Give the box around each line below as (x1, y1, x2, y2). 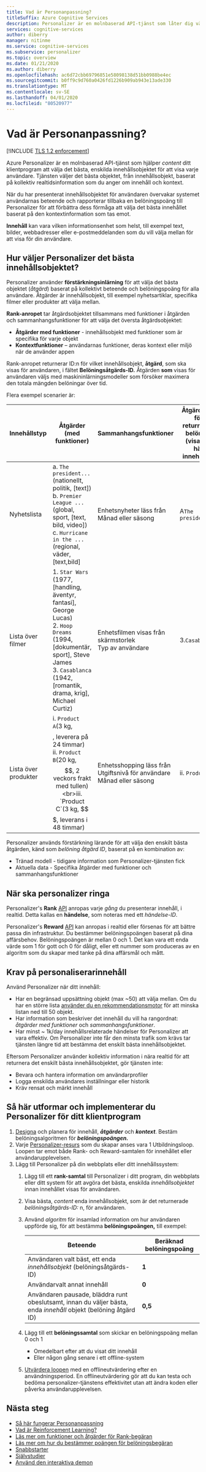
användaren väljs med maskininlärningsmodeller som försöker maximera (6, 373, 189, 381)
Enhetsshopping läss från (97, 761, 171, 769)
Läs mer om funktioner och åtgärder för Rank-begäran (15, 1432, 153, 1440)
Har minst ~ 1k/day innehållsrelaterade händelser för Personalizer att (15, 1028, 189, 1035)
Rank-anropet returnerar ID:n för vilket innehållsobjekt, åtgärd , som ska (6, 360, 187, 367)
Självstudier (15, 1452, 46, 1459)
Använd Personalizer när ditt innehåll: (6, 983, 101, 991)
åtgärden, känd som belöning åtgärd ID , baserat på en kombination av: (6, 846, 185, 853)
